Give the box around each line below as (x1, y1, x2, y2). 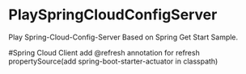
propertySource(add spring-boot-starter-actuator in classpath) (8, 56, 218, 66)
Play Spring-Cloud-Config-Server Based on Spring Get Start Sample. (8, 32, 239, 42)
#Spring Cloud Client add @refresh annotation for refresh (8, 47, 200, 57)
